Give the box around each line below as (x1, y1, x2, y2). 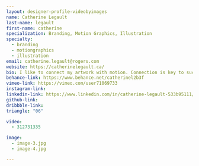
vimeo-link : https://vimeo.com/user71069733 (6, 81, 118, 87)
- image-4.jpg (11, 146, 46, 152)
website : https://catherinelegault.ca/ (6, 63, 105, 70)
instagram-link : (6, 86, 46, 92)
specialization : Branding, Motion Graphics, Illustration (6, 31, 152, 37)
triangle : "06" (6, 108, 44, 114)
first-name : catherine (6, 25, 62, 31)
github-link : (6, 97, 38, 103)
